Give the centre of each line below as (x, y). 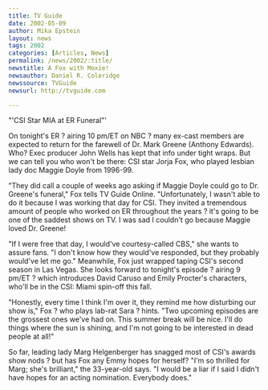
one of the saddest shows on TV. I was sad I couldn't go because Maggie (130, 220)
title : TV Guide (35, 16)
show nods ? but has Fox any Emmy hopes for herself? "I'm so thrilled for (129, 361)
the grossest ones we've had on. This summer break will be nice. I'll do (126, 319)
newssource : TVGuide (43, 83)
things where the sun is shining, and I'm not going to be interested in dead (131, 328)
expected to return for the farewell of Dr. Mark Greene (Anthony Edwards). (131, 145)
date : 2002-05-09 (37, 23)
